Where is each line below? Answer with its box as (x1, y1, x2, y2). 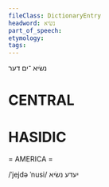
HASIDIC (8, 128, 67, 146)
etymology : (8, 34, 45, 42)
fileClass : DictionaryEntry (8, 11, 102, 20)
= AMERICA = (8, 154, 53, 164)
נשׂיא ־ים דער (8, 63, 48, 73)
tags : (8, 42, 26, 50)
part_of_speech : (8, 26, 62, 34)
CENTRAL (8, 91, 75, 109)
